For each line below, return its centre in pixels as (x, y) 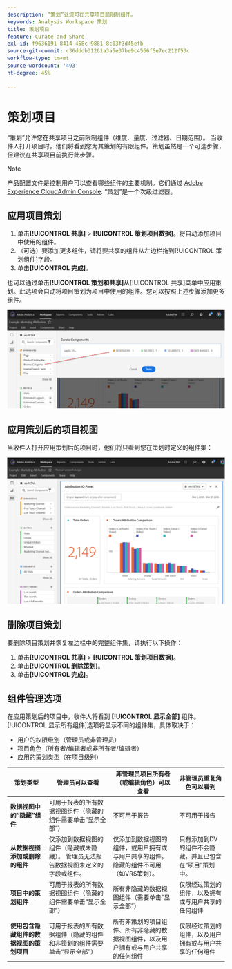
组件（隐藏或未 (70, 848)
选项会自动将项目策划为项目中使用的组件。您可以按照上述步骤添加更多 (125, 291)
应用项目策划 (35, 215)
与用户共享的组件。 (140, 856)
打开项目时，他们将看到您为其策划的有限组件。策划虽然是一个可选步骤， (122, 146)
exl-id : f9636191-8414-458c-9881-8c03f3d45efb (75, 44)
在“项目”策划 (197, 865)
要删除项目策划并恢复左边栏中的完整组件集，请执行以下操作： (95, 643)
